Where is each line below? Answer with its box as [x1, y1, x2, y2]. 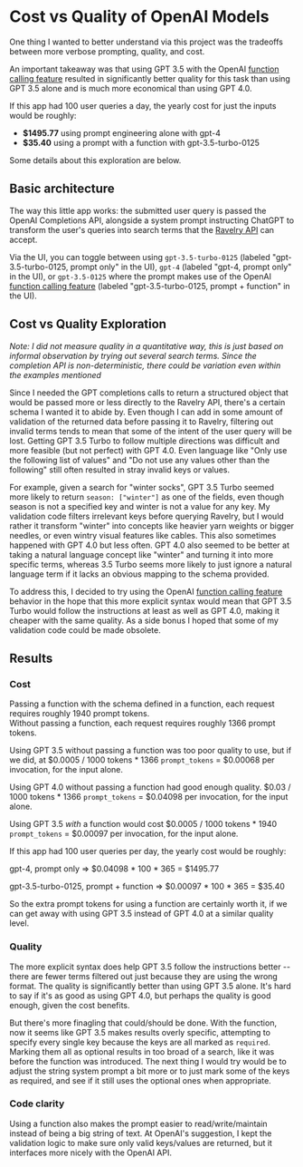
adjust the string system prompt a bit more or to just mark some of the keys [9, 1065, 290, 1076]
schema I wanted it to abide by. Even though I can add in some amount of [9, 406, 283, 417]
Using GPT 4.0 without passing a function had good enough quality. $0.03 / [9, 782, 291, 793]
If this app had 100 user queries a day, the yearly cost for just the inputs [9, 100, 277, 111]
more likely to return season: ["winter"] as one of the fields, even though [9, 491, 285, 502]
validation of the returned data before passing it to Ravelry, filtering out [9, 415, 274, 427]
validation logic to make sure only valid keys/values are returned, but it [9, 1137, 273, 1148]
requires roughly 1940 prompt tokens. [9, 708, 150, 719]
